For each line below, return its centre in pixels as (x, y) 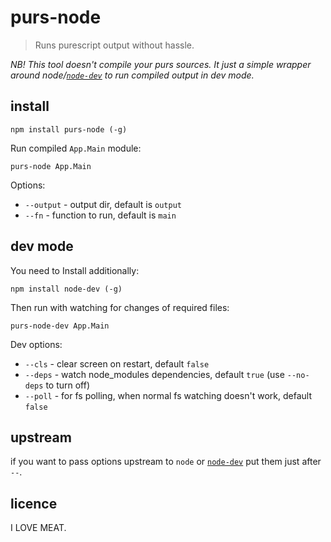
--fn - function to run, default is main (100, 215)
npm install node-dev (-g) (66, 289)
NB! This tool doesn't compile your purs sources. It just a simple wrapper (161, 64)
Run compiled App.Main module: (76, 148)
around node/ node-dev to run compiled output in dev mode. (132, 75)
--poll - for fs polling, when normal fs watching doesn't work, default (168, 395)
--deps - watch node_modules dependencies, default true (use (154, 374)
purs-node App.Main (51, 166)
